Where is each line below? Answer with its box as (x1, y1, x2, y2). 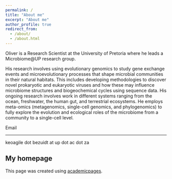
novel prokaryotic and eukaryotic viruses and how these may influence (5, 82, 155, 88)
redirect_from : (5, 27, 38, 32)
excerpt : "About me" (5, 17, 50, 22)
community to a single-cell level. (5, 114, 74, 121)
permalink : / (5, 7, 33, 13)
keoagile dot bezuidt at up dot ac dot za (5, 139, 90, 145)
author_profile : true (5, 22, 52, 27)
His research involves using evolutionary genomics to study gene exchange (5, 65, 165, 72)
